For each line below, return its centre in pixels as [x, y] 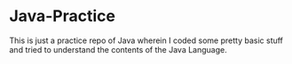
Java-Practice [62, 16]
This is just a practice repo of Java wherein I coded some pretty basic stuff [146, 40]
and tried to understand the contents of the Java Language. [118, 49]
